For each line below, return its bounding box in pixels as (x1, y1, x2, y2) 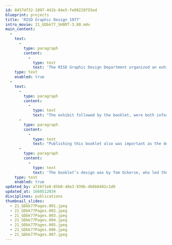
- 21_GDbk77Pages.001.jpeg (10, 203, 68, 209)
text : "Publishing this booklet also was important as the (32, 141, 161, 146)
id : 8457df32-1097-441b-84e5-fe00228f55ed (5, 7, 97, 13)
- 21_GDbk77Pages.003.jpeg (10, 213, 68, 218)
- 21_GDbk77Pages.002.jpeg (10, 208, 68, 213)
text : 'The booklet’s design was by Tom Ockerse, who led (32, 170, 159, 175)
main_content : (5, 27, 36, 32)
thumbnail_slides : (5, 198, 45, 203)
